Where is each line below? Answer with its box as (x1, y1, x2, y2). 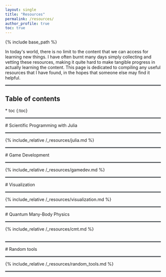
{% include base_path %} (5, 39, 57, 45)
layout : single (5, 7, 37, 12)
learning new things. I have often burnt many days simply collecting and (5, 54, 152, 60)
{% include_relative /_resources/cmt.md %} (5, 226, 94, 232)
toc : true (5, 26, 26, 31)
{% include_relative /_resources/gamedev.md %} (5, 166, 105, 173)
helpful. (5, 75, 21, 81)
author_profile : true (5, 21, 50, 26)
